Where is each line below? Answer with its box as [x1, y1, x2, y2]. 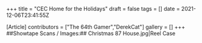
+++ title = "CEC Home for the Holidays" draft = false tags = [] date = [6, 5, 181, 12]
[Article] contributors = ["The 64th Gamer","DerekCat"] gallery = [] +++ [6, 24, 186, 30]
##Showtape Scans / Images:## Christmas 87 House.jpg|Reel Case [6, 30, 176, 37]
